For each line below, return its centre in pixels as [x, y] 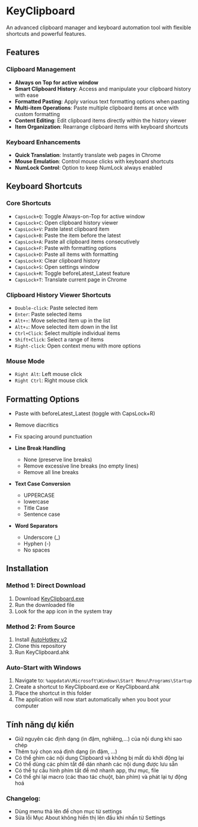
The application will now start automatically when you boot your [93, 700]
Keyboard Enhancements [44, 142]
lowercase [36, 502]
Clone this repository [40, 646]
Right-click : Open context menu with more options [78, 346]
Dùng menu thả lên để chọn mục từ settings [68, 812]
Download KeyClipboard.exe [49, 599]
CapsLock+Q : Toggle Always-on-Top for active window [80, 216]
